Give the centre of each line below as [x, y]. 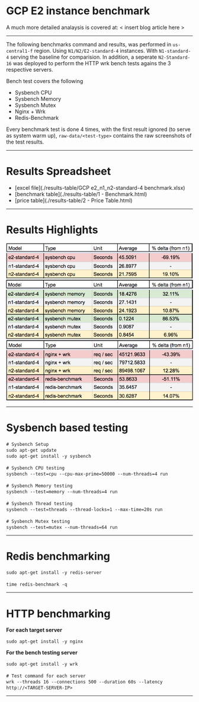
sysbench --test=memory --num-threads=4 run [62, 492]
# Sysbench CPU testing [36, 468]
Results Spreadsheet [59, 172]
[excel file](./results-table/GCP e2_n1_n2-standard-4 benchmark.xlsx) [100, 187]
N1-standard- [175, 51]
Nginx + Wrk [30, 111]
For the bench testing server [42, 653]
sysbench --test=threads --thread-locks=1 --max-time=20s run [84, 509]
